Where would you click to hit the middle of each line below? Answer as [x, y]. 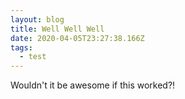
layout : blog [37, 19]
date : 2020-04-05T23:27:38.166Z [77, 38]
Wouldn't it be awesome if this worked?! [93, 85]
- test [33, 57]
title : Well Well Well [57, 29]
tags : [21, 47]
